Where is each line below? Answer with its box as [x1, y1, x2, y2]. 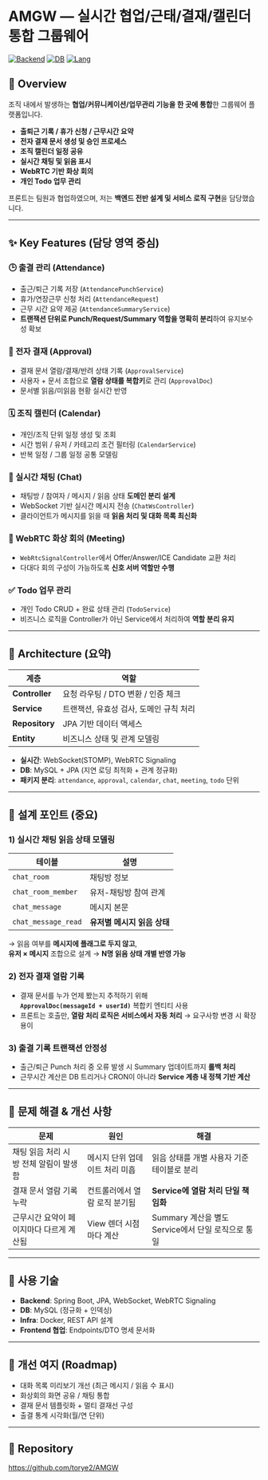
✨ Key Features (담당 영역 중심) [8, 236, 160, 250]
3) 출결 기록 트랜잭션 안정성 [8, 1042, 108, 1053]
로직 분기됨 [97, 1197, 136, 1208]
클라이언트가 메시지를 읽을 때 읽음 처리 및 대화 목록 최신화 [19, 511, 198, 521]
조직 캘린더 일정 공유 [19, 146, 84, 156]
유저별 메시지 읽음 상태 [89, 917, 170, 928]
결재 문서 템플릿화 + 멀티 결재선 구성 [19, 1401, 133, 1411]
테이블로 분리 [152, 1164, 199, 1175]
